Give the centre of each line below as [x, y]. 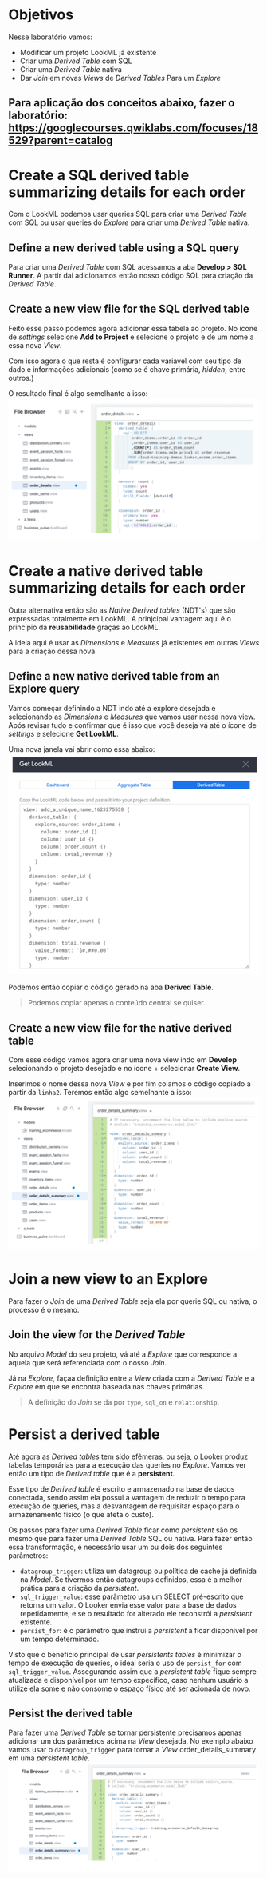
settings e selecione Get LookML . [64, 733]
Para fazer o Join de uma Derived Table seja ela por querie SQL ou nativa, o [133, 1301]
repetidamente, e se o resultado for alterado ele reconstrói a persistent [136, 1613]
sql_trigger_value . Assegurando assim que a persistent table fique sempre [132, 1671]
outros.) [21, 378]
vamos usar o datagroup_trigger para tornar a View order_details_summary [132, 1750]
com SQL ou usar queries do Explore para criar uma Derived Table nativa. [129, 222]
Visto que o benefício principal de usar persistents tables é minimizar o [125, 1654]
